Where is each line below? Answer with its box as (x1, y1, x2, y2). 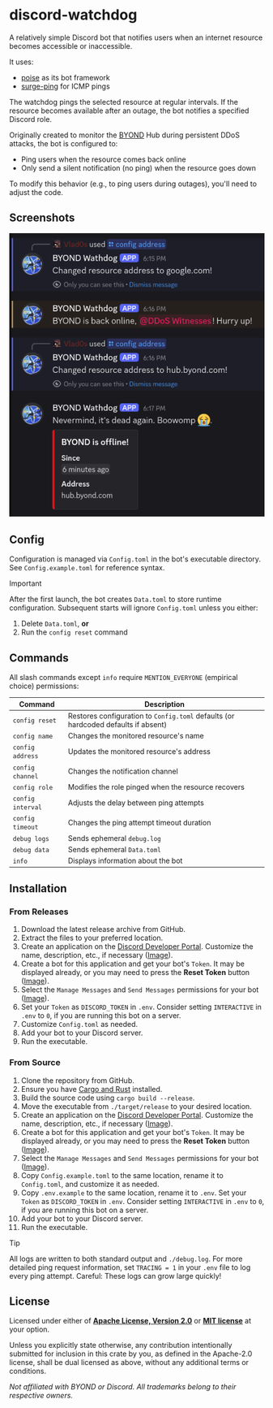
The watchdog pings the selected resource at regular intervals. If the (9, 97, 238, 106)
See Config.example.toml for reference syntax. (9, 563, 165, 573)
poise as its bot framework (20, 72, 110, 82)
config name (12, 733, 53, 741)
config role (12, 783, 53, 791)
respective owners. (9, 1391, 74, 1401)
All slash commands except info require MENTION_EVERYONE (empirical (9, 673, 238, 682)
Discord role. (9, 114, 52, 123)
